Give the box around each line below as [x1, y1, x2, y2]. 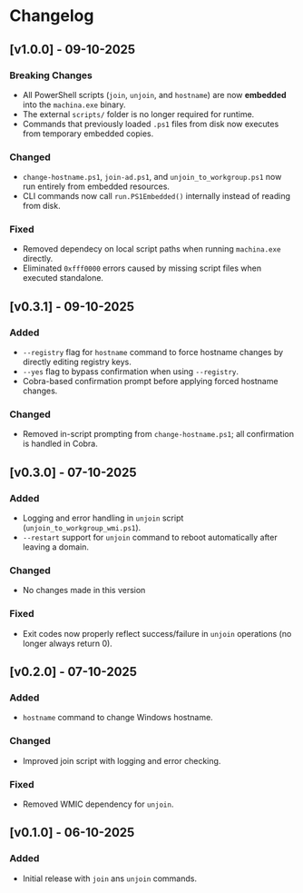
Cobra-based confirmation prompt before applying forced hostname [22, 376, 279, 387]
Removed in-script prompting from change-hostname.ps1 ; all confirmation [22, 429, 295, 440]
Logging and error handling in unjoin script [22, 512, 184, 523]
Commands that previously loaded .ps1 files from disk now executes [22, 118, 279, 129]
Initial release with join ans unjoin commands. [22, 873, 198, 884]
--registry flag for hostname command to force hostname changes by [22, 347, 284, 358]
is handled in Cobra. [22, 438, 98, 450]
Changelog [9, 5, 94, 26]
